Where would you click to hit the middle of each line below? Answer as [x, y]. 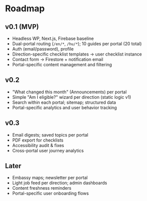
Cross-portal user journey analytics [48, 150]
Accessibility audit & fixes [38, 145]
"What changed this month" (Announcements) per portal [69, 92]
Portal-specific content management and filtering [62, 65]
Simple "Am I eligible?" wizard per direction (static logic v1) [72, 97]
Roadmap [25, 9]
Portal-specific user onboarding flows [50, 193]
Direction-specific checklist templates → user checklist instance [77, 54]
